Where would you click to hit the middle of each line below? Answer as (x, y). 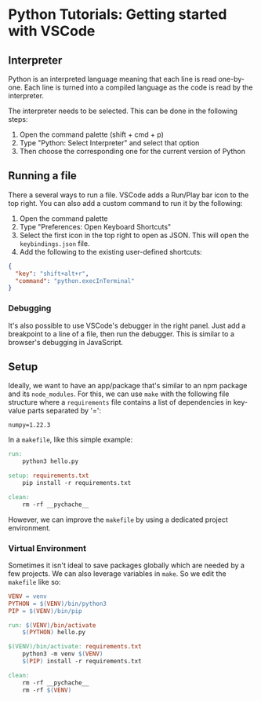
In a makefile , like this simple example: (71, 440)
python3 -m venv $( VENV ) (63, 654)
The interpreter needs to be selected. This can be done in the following (123, 111)
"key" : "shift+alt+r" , (52, 273)
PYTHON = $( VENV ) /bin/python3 (58, 604)
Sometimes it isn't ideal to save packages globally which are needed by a (127, 565)
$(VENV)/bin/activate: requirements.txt (75, 647)
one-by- (232, 79)
